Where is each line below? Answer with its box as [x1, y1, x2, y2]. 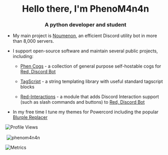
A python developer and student [44, 21, 127, 28]
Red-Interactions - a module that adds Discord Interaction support [20, 94, 159, 100]
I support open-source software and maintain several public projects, [12, 48, 158, 54]
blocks [20, 84, 35, 90]
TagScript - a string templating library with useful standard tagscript [20, 78, 163, 84]
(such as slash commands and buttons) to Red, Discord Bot [20, 99, 145, 105]
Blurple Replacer [12, 114, 48, 120]
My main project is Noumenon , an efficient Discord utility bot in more [12, 33, 157, 39]
